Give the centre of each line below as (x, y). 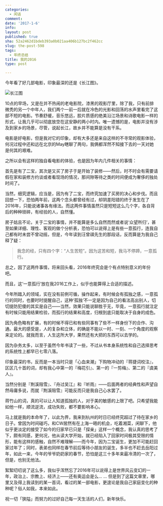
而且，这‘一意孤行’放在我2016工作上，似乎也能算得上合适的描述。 (71, 284)
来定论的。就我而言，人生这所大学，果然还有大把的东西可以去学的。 (73, 335)
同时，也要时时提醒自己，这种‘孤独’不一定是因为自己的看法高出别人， (82, 300)
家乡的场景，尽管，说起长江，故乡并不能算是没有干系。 (69, 128)
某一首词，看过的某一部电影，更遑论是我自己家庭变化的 (98, 483)
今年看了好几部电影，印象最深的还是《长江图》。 (53, 83)
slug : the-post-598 (25, 46)
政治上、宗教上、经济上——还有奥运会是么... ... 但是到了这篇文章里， (82, 476)
